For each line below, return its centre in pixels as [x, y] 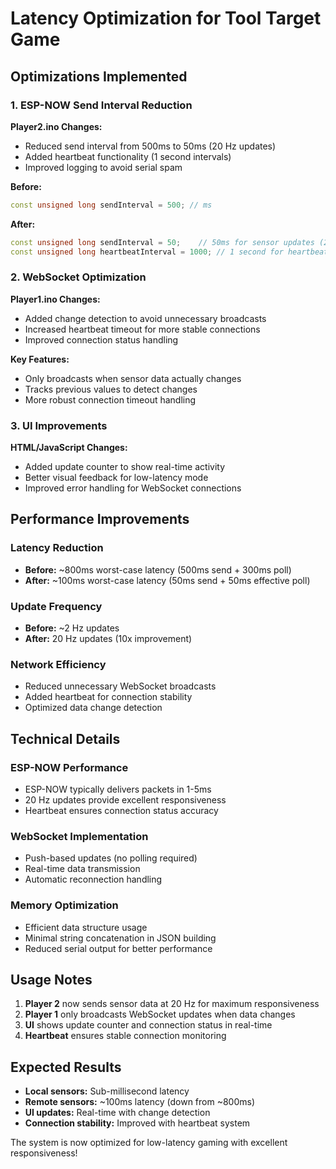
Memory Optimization [64, 905]
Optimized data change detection [93, 708]
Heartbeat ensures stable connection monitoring [125, 1036]
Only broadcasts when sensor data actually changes [133, 378]
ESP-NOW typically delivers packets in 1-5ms [118, 789]
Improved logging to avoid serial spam [103, 167]
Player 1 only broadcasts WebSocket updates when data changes [160, 1014]
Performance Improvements [100, 519]
